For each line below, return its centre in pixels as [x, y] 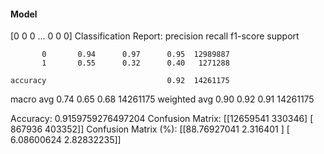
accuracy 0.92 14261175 [120, 81]
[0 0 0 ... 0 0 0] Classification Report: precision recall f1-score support [155, 36]
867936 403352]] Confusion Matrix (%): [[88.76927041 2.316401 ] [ [150, 129]
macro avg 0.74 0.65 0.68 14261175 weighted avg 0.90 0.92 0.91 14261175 [162, 99]
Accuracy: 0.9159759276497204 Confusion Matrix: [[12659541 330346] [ [162, 119]
